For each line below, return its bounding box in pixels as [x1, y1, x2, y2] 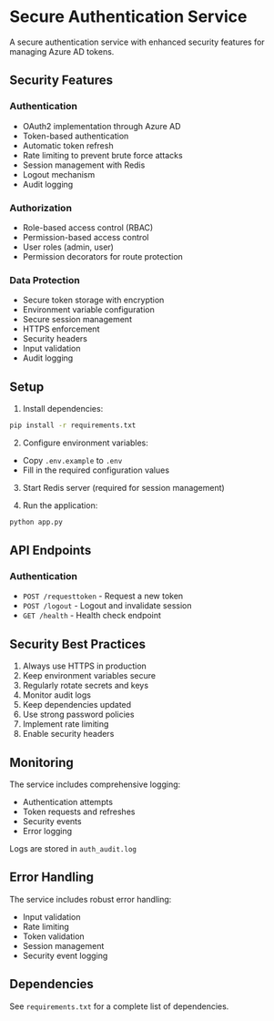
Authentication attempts [22, 797, 114, 808]
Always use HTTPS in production [22, 660, 147, 671]
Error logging [22, 826, 73, 837]
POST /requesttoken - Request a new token [22, 590, 184, 602]
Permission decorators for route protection [22, 250, 184, 261]
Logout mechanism [22, 168, 96, 179]
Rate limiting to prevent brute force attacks [22, 149, 184, 160]
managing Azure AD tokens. [9, 46, 115, 56]
